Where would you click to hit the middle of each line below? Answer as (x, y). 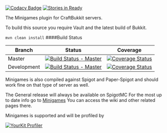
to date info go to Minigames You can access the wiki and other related (80, 100)
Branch (24, 50)
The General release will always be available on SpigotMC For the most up (84, 95)
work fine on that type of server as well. (47, 85)
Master (16, 59)
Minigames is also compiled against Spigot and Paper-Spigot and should (82, 79)
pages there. (19, 105)
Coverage (129, 50)
